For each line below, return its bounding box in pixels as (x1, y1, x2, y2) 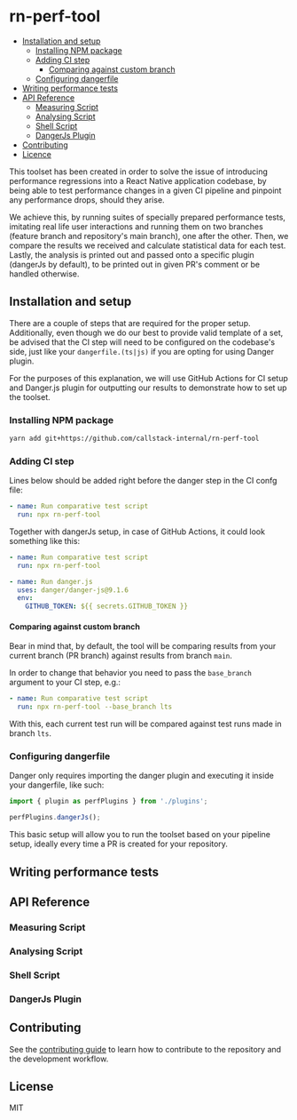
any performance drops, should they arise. (9, 194, 166, 205)
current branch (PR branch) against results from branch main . (9, 651, 233, 661)
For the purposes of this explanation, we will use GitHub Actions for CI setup (9, 372, 288, 383)
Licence (21, 148, 51, 159)
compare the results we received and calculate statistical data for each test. (9, 240, 286, 251)
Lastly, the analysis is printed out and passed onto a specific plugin (9, 249, 254, 260)
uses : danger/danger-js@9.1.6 (17, 585, 129, 595)
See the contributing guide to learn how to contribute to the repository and (9, 1044, 282, 1054)
